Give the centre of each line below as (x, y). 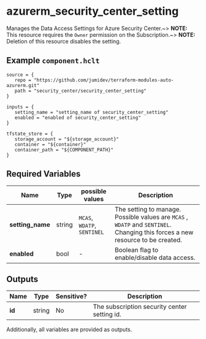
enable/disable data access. (155, 257)
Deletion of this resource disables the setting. (64, 41)
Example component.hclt (53, 60)
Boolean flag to (136, 249)
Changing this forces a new (154, 232)
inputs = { (20, 107)
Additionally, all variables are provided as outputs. (69, 330)
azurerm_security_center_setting (93, 11)
